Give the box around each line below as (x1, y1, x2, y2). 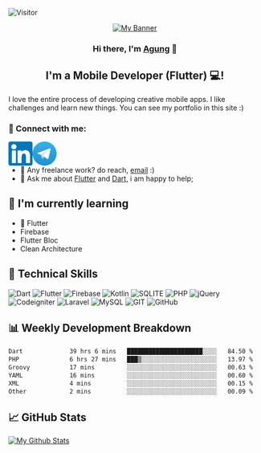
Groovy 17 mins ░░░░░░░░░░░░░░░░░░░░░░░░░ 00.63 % (8, 364, 253, 372)
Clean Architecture (19, 243, 83, 253)
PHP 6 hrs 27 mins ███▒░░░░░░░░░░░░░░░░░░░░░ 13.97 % (8, 356, 253, 364)
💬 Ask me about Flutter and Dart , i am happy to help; (19, 173, 194, 184)
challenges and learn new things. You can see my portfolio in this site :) (8, 103, 244, 112)
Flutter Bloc (19, 235, 59, 245)
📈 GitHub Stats (8, 410, 87, 424)
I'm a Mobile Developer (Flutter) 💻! (45, 69, 225, 83)
